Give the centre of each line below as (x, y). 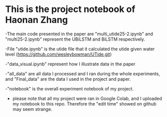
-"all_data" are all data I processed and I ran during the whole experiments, (83, 73)
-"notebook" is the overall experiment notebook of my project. (69, 88)
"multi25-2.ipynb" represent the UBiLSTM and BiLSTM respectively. (75, 39)
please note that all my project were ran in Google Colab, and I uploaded (87, 98)
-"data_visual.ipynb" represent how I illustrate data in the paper (70, 64)
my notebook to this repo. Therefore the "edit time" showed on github (84, 103)
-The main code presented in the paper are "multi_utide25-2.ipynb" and (79, 34)
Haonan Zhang (37, 20)
